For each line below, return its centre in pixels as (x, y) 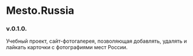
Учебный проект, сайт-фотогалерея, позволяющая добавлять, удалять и (96, 41)
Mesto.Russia (40, 11)
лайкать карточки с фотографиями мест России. (67, 47)
